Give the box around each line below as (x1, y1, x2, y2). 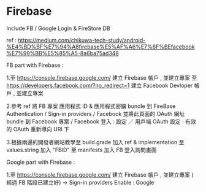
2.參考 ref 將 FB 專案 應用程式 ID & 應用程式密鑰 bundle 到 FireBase (6, 102, 176, 110)
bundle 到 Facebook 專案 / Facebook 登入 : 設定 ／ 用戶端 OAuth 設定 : (6, 118, 184, 125)
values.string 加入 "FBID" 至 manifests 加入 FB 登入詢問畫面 (6, 146, 157, 153)
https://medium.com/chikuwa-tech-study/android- (18, 36, 146, 44)
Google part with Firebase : (6, 158, 75, 166)
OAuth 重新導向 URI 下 (13, 125, 69, 132)
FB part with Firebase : (6, 61, 64, 69)
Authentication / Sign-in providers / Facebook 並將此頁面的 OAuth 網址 (6, 110, 185, 117)
